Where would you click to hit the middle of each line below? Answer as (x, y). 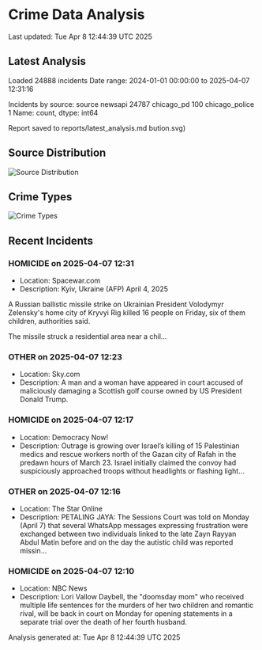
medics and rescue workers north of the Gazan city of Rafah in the (128, 454)
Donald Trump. (44, 399)
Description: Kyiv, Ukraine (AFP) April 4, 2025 (94, 289)
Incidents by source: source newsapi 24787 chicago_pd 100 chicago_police (131, 104)
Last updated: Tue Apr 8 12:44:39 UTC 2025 (80, 36)
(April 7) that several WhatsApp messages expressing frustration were (134, 525)
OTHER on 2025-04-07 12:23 (65, 356)
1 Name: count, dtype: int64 (53, 112)
